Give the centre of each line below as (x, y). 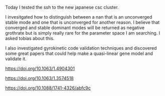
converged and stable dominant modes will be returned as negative (75, 28)
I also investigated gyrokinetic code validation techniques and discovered (81, 48)
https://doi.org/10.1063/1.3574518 (39, 78)
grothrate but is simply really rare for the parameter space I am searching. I (83, 33)
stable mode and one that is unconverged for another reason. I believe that (82, 22)
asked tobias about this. (30, 38)
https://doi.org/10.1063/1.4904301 (40, 68)
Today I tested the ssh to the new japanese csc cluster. (62, 7)
